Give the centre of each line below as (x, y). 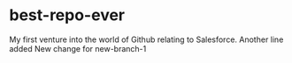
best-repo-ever (67, 15)
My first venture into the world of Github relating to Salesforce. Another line (146, 39)
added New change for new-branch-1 (78, 48)
